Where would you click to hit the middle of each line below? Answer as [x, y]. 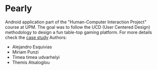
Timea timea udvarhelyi [36, 57]
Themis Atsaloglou [31, 62]
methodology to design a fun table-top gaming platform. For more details [79, 32]
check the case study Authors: [36, 37]
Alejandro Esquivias [32, 47]
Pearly [19, 9]
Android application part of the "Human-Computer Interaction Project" [76, 22]
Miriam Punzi [25, 52]
